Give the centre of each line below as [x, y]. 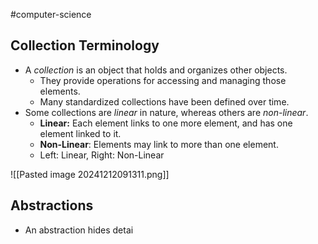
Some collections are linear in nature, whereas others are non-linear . [166, 112]
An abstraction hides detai [79, 230]
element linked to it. [80, 133]
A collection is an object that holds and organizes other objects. [156, 70]
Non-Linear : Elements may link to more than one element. [159, 144]
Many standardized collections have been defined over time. [164, 101]
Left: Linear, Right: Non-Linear [102, 155]
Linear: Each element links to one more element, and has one [166, 123]
